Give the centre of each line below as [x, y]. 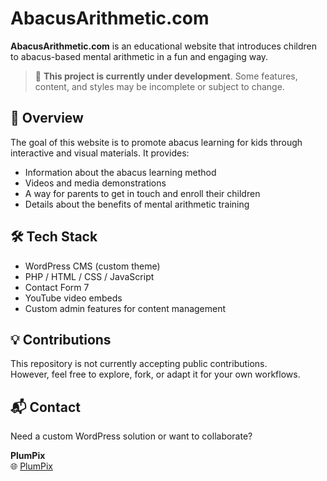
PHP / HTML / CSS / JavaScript [89, 276]
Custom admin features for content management [125, 308]
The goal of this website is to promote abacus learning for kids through [156, 142]
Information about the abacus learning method [120, 172]
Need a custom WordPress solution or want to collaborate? [131, 436]
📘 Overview [47, 118]
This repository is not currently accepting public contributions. [139, 364]
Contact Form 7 [57, 287]
